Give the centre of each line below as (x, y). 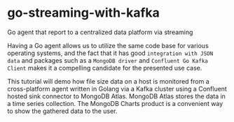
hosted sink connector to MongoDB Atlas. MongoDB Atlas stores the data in (117, 96)
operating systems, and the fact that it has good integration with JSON (110, 53)
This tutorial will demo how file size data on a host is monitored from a (109, 81)
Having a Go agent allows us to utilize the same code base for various (108, 45)
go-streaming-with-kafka (83, 13)
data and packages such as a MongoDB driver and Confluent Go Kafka (108, 60)
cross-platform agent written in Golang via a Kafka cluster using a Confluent (117, 89)
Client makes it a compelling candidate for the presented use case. (105, 68)
